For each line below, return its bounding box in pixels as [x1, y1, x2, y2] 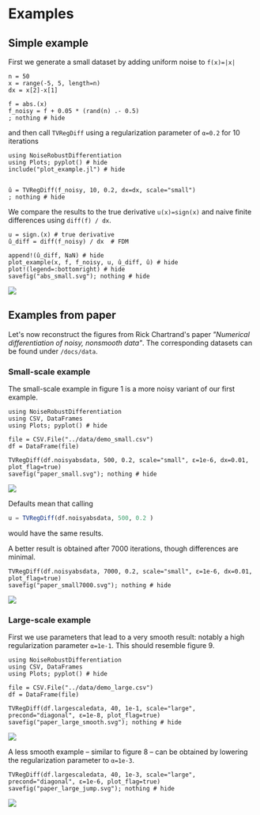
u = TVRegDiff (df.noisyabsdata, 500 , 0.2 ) [8, 514, 154, 522]
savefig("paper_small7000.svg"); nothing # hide [8, 581, 171, 589]
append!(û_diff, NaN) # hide [8, 252, 104, 260]
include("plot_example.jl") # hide [8, 165, 126, 173]
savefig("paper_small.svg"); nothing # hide [8, 470, 157, 479]
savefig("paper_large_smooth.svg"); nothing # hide [8, 718, 182, 726]
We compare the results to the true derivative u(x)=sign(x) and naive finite [8, 207, 252, 216]
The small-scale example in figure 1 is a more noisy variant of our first [8, 385, 236, 394]
